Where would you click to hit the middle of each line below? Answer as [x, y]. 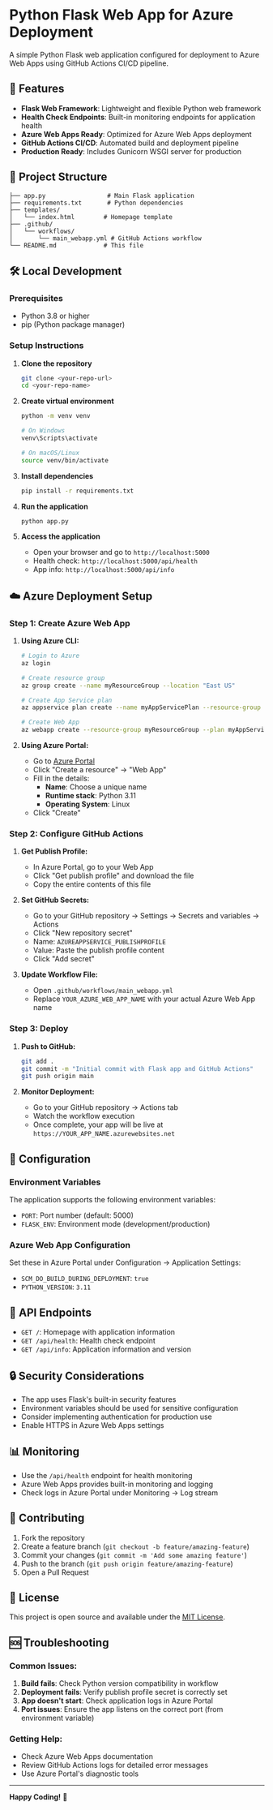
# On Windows [43, 431]
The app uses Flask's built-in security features [98, 1399]
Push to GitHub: [48, 1046]
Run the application [54, 506]
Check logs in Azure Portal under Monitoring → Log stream [119, 1492]
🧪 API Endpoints [51, 1312]
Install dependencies [57, 475]
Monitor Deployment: [58, 1092]
